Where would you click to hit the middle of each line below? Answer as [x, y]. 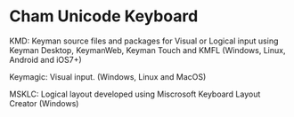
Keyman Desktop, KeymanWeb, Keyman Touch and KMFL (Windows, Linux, [147, 50]
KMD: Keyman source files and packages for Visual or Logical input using [144, 41]
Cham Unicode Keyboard [104, 16]
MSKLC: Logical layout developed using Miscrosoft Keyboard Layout [135, 94]
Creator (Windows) [44, 103]
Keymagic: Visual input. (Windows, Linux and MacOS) [108, 76]
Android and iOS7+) [45, 59]
